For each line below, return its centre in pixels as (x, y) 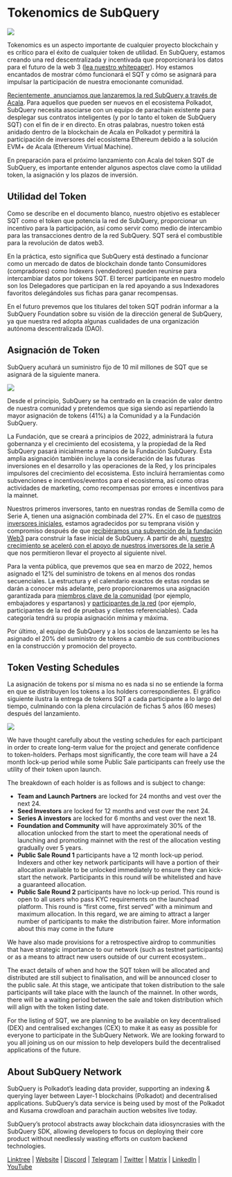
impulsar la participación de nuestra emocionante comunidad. (96, 82)
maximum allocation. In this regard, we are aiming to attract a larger (113, 914)
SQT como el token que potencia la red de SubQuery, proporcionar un (107, 220)
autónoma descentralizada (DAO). (55, 328)
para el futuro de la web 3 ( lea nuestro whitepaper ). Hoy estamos (100, 67)
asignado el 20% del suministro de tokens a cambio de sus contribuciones (114, 638)
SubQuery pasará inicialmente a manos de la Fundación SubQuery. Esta (110, 451)
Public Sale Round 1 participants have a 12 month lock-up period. (110, 855)
